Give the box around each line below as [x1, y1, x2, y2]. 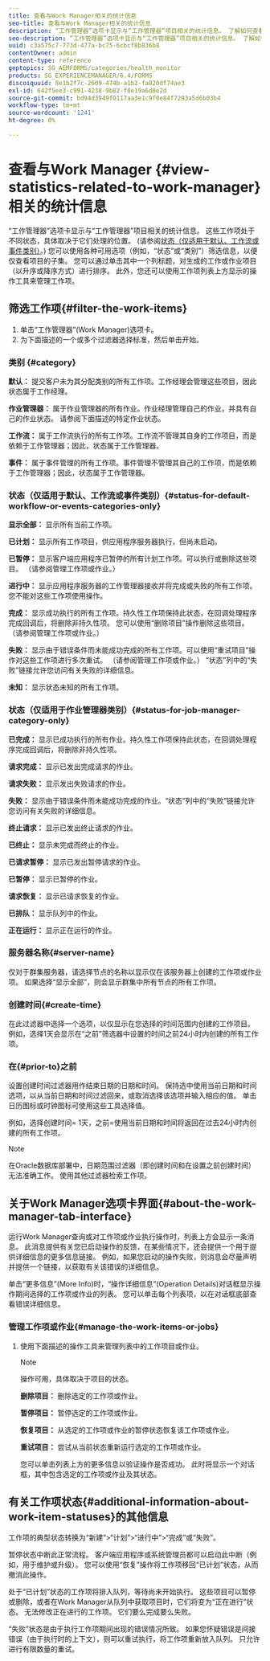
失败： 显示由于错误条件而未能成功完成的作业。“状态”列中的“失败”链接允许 [8, 796, 256, 805]
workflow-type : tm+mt [8, 101, 81, 109]
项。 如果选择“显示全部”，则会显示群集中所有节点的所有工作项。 [8, 977, 221, 987]
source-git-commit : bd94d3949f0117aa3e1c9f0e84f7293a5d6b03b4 [8, 94, 221, 102]
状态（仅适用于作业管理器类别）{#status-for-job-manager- [8, 705, 241, 716]
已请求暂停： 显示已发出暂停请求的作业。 [8, 857, 145, 866]
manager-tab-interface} [8, 1209, 133, 1223]
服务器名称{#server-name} [8, 947, 115, 959]
